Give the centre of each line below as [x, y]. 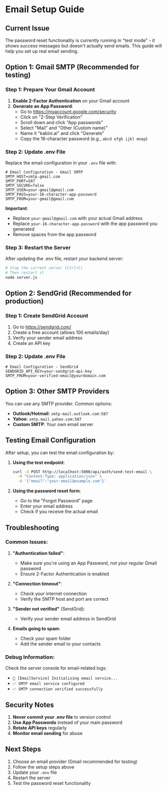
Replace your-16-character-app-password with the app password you [85, 223]
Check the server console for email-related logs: [56, 668]
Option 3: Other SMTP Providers [57, 391]
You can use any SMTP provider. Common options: [59, 404]
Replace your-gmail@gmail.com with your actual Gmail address [78, 218]
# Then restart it [25, 273]
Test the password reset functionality [52, 783]
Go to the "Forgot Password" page [56, 501]
